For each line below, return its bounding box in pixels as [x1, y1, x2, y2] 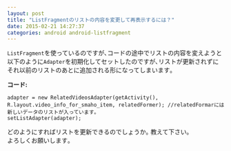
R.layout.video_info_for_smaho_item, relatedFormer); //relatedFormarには [7, 102, 225, 108]
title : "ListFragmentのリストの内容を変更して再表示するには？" [7, 16, 174, 23]
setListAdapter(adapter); [7, 115, 81, 122]
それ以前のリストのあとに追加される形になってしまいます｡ [7, 66, 174, 74]
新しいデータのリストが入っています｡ [7, 109, 97, 116]
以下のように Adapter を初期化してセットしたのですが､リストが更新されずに [7, 58, 219, 66]
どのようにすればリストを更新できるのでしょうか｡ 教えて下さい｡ [7, 128, 190, 136]
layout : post [7, 10, 45, 17]
